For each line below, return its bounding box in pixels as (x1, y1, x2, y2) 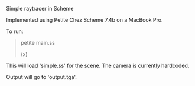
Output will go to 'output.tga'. (6, 74, 77, 80)
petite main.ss (20, 39, 55, 46)
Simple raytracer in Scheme (6, 5, 74, 12)
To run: (6, 28, 24, 35)
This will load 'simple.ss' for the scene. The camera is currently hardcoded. (6, 62, 190, 69)
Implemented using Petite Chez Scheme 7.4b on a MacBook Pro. (6, 16, 163, 23)
